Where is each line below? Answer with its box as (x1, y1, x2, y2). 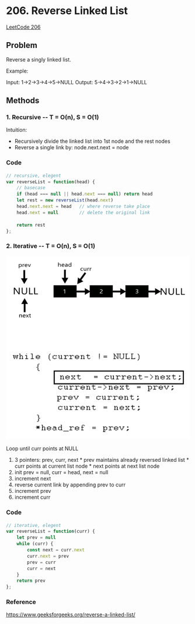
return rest (16, 222, 46, 228)
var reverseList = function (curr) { (6, 529, 95, 534)
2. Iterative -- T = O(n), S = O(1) (6, 242, 95, 250)
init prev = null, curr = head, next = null (14, 469, 109, 476)
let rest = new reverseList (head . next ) (16, 197, 114, 203)
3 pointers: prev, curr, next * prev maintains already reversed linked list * (14, 457, 189, 464)
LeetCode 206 (6, 23, 41, 30)
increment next (14, 475, 51, 482)
